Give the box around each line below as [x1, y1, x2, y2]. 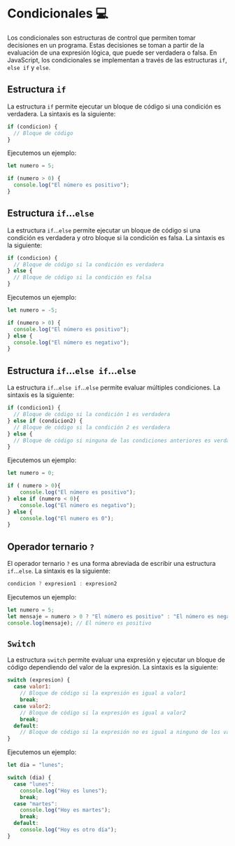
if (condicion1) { [7, 404, 61, 412]
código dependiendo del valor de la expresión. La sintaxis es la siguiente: [7, 663, 218, 672]
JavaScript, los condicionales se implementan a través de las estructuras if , [7, 55, 227, 64]
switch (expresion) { [7, 677, 71, 684]
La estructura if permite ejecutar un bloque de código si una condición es [7, 102, 222, 111]
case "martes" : [13, 800, 58, 807]
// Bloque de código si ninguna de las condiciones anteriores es [13, 437, 211, 444]
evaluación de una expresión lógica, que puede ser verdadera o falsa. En [7, 48, 218, 57]
